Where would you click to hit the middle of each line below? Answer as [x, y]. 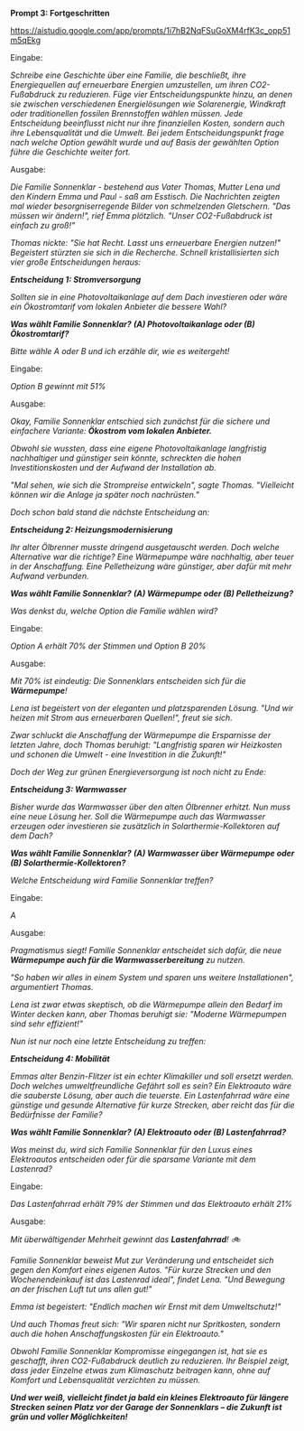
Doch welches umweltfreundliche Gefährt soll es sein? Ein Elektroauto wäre [151, 1086]
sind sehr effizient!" [47, 1024]
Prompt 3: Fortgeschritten [60, 13]
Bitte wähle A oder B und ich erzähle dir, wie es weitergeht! [120, 351]
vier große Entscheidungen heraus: [76, 262]
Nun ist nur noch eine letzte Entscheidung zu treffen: [108, 1041]
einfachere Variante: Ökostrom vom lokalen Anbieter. [111, 431]
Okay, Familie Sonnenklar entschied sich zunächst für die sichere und [140, 421]
